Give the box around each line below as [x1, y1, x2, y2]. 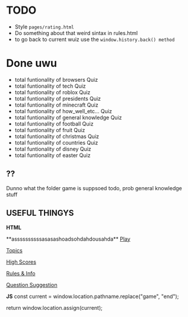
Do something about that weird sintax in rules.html [14, 29, 138, 36]
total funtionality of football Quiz [14, 120, 94, 127]
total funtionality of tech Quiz [14, 82, 86, 89]
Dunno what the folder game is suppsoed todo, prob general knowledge [6, 184, 182, 191]
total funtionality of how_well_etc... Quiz [14, 107, 113, 114]
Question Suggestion [6, 281, 58, 288]
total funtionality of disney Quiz [14, 145, 92, 152]
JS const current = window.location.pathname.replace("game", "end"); [6, 293, 179, 300]
